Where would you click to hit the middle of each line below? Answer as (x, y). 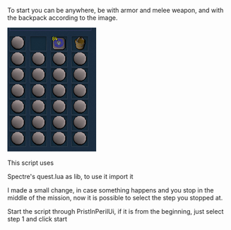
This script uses (31, 163)
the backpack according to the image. (63, 18)
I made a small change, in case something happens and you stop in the (111, 190)
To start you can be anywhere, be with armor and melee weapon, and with (115, 10)
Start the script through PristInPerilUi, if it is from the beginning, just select (115, 211)
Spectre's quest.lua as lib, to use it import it (70, 177)
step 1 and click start (37, 219)
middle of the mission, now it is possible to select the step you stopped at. (115, 198)
